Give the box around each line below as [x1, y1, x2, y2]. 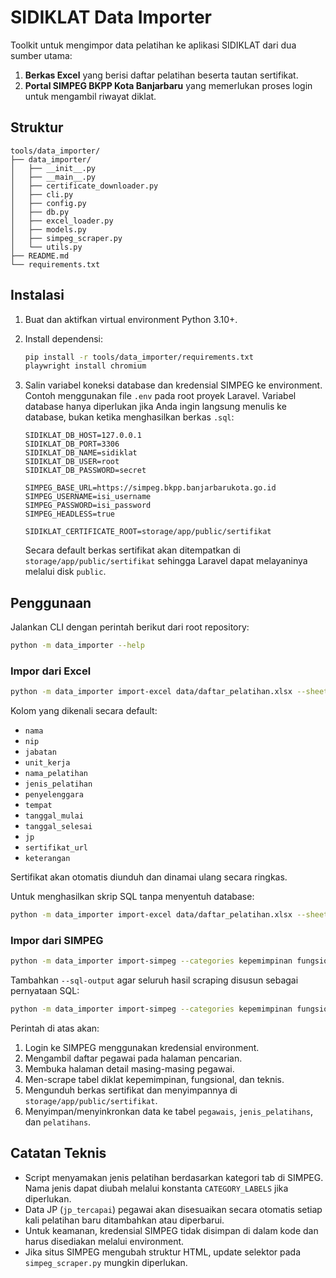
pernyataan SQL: [10, 985, 80, 997]
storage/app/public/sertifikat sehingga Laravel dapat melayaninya [24, 555, 308, 567]
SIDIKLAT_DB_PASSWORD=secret [24, 466, 147, 476]
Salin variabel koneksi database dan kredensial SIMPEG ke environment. [24, 379, 323, 391]
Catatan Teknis [10, 1145, 107, 1162]
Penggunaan [10, 594, 92, 611]
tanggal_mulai [24, 811, 84, 821]
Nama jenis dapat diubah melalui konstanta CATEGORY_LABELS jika [24, 1182, 289, 1194]
